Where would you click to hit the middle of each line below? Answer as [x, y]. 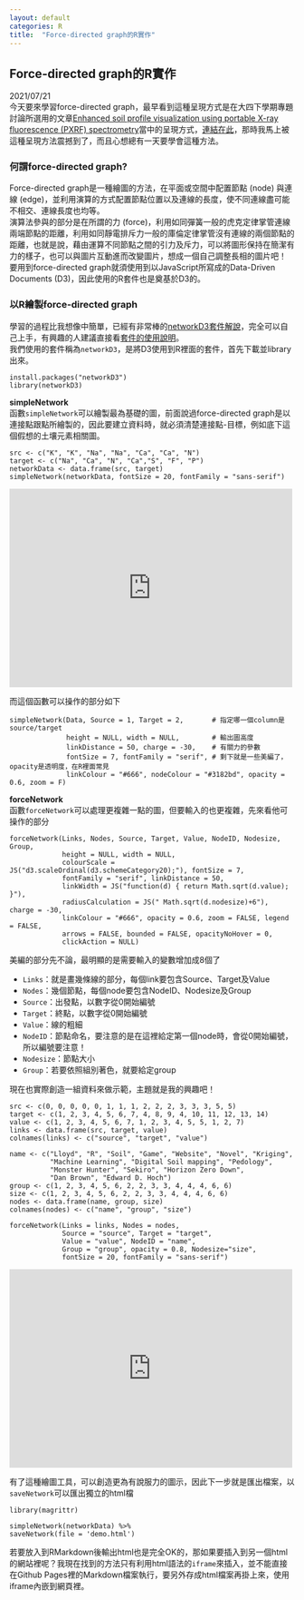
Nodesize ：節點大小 [59, 1058]
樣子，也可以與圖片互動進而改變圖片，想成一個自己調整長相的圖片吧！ [156, 256]
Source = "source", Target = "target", [137, 1233]
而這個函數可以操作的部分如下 [65, 701]
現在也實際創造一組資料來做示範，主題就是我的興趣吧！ [112, 1089]
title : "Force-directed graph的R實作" [82, 34]
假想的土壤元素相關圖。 [61, 436]
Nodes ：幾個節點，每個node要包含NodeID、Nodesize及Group [137, 990]
